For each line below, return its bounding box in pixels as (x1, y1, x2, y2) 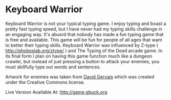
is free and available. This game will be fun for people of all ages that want (5, 37, 162, 43)
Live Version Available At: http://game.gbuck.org (5, 89, 108, 95)
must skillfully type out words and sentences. (5, 64, 101, 70)
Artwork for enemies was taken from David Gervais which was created (5, 73, 155, 80)
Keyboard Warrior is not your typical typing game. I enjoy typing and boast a (5, 20, 166, 27)
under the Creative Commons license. (5, 79, 85, 85)
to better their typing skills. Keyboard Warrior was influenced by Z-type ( (5, 42, 159, 48)
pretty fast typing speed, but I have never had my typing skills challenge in (5, 26, 163, 32)
